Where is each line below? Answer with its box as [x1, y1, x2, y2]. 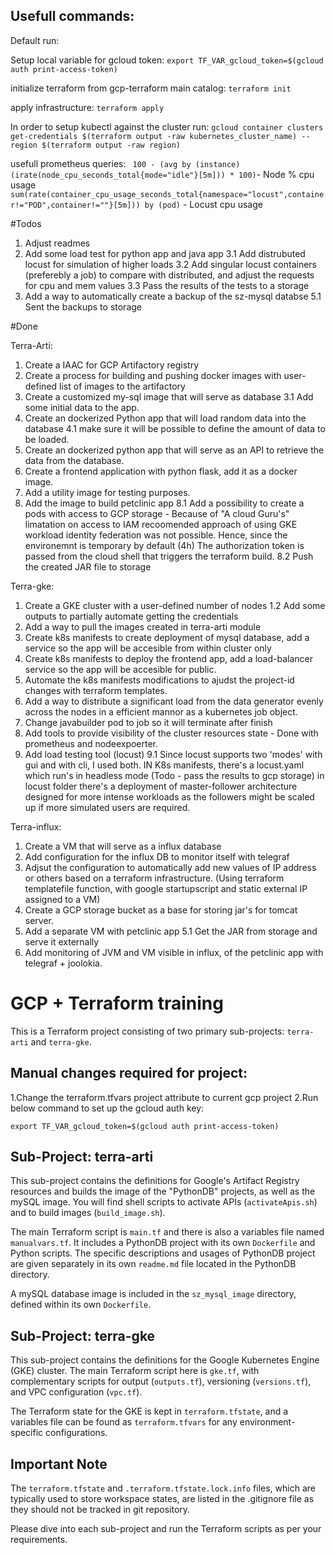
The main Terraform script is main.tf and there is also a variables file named [10, 1226, 325, 1238]
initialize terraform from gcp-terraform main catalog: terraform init [10, 82, 292, 94]
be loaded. [24, 433, 70, 445]
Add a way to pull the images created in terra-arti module [24, 620, 262, 633]
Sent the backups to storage [24, 300, 143, 313]
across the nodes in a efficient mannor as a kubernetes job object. [24, 705, 298, 718]
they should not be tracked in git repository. [10, 1504, 191, 1515]
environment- [239, 1416, 296, 1428]
